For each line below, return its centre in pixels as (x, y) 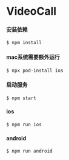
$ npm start (21, 98)
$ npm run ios (24, 124)
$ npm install (24, 43)
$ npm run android (29, 151)
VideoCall (31, 11)
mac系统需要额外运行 (33, 57)
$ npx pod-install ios (35, 70)
